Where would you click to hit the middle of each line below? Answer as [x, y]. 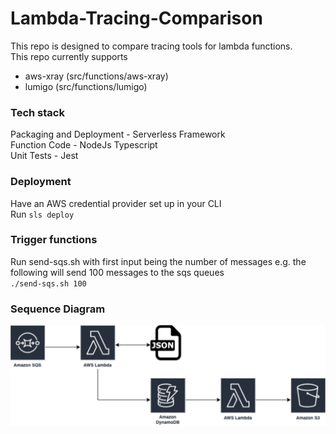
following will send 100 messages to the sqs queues [117, 272]
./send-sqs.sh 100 [48, 283]
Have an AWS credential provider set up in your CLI [116, 203]
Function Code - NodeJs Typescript [84, 145]
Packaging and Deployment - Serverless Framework [118, 134]
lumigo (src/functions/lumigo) [86, 86]
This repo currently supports [69, 56]
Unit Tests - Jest [44, 156]
